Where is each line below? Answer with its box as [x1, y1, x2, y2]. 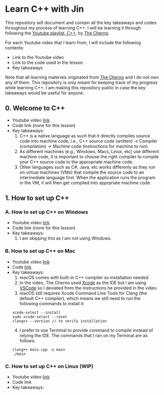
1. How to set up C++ [5, 194, 70, 202]
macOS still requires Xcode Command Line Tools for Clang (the [19, 290, 147, 296]
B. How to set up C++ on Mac [5, 248, 75, 255]
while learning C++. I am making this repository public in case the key [5, 84, 146, 90]
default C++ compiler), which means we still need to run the [19, 295, 141, 301]
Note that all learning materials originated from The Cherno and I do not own [5, 74, 159, 80]
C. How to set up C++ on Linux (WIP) [5, 363, 94, 369]
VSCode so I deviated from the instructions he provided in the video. [19, 285, 158, 290]
